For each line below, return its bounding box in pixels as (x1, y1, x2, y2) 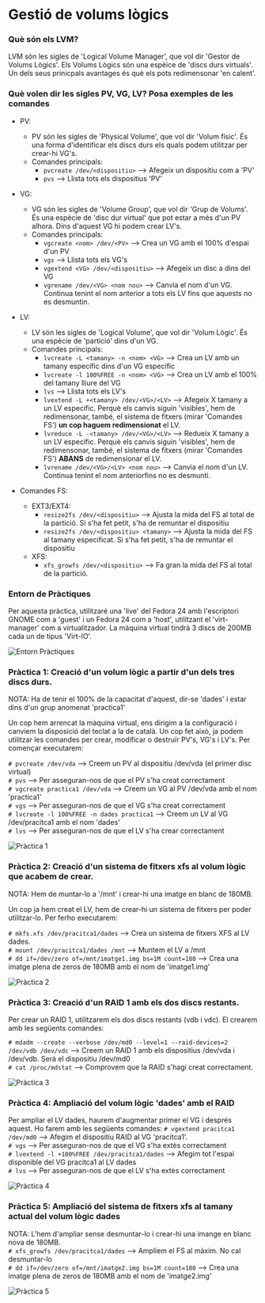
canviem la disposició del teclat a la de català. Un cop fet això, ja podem (8, 727, 244, 736)
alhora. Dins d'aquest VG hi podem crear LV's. (31, 221, 182, 230)
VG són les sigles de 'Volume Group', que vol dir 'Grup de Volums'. (31, 204, 248, 214)
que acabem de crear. (8, 871, 94, 882)
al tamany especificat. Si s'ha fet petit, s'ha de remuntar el (43, 534, 233, 544)
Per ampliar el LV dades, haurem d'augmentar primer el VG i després (8, 1115, 232, 1125)
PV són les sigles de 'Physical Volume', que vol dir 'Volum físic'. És (31, 131, 248, 141)
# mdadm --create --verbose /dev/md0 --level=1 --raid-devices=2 (8, 1039, 228, 1047)
